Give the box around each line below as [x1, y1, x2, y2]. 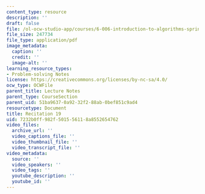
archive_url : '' [12, 128, 53, 134]
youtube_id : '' [12, 179, 51, 185]
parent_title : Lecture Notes [6, 88, 81, 94]
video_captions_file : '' [12, 133, 75, 140]
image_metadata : [6, 43, 48, 49]
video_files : [6, 122, 40, 128]
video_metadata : [6, 150, 48, 156]
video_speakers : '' [12, 162, 62, 168]
